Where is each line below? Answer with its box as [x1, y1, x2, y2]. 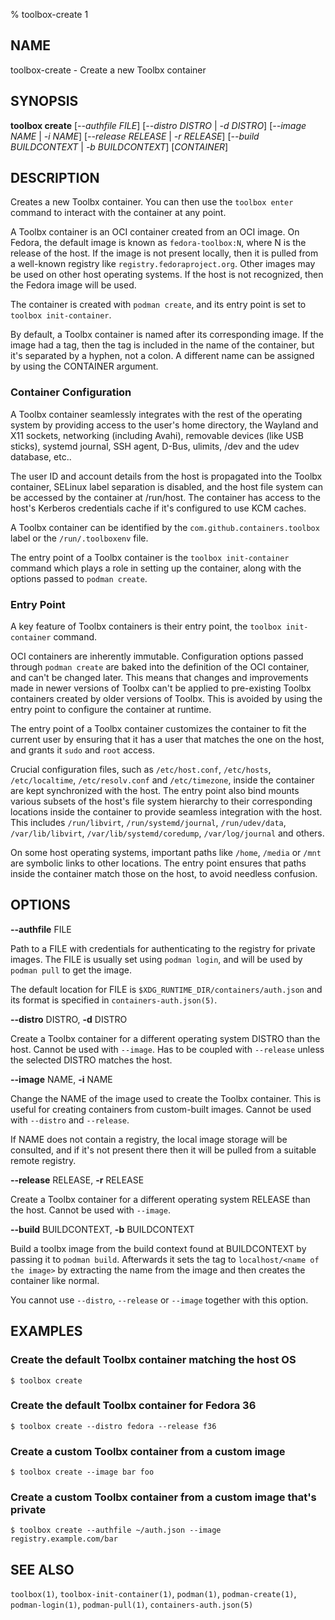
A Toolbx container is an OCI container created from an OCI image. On [10, 226, 300, 238]
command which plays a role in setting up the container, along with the [10, 562, 302, 574]
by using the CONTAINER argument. [10, 360, 159, 373]
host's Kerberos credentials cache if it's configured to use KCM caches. [10, 502, 307, 514]
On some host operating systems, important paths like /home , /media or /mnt [10, 847, 322, 859]
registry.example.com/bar [10, 1534, 118, 1544]
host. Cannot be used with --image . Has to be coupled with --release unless [10, 1043, 325, 1055]
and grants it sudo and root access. [10, 744, 155, 756]
